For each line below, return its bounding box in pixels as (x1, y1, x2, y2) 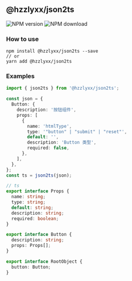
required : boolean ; (11, 215, 59, 222)
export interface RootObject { (6, 258, 83, 265)
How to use (6, 35, 39, 43)
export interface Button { (6, 232, 72, 238)
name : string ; (11, 194, 46, 200)
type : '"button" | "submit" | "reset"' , (27, 128, 127, 134)
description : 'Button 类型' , (27, 140, 97, 145)
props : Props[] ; (11, 243, 51, 249)
